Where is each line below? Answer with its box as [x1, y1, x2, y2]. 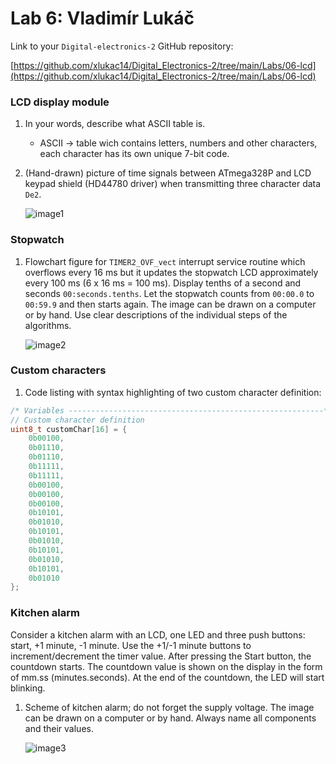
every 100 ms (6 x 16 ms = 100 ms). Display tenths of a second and [24, 277, 302, 289]
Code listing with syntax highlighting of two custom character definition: [24, 386, 322, 398]
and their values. [24, 722, 94, 734]
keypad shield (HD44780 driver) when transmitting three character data [24, 178, 322, 190]
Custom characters [10, 363, 107, 377]
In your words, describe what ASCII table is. [24, 118, 206, 130]
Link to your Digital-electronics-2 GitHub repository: [10, 40, 234, 52]
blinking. [10, 682, 46, 694]
